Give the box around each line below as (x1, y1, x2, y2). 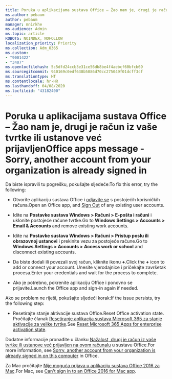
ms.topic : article (5, 31, 45, 36)
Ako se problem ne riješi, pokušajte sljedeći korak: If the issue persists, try (5, 295, 161, 301)
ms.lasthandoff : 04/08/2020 (5, 83, 66, 88)
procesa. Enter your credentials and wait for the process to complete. (12, 270, 158, 276)
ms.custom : (5, 50, 29, 55)
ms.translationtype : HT (5, 74, 56, 79)
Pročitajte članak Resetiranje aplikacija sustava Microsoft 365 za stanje (12, 316, 162, 322)
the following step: (5, 300, 45, 306)
